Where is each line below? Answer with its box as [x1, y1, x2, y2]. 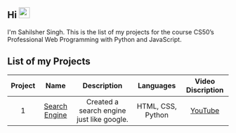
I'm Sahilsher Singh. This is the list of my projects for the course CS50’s [7, 27, 214, 36]
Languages [138, 80, 176, 90]
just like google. [76, 114, 129, 124]
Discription [185, 85, 224, 94]
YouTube [190, 106, 220, 115]
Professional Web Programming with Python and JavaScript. [7, 35, 182, 43]
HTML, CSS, [136, 101, 177, 111]
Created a [86, 97, 119, 106]
